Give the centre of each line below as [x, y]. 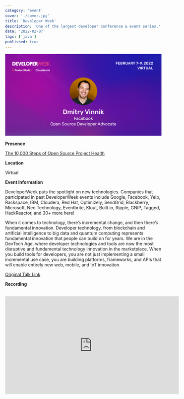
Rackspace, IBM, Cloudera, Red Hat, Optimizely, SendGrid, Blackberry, [77, 202]
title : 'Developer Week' [31, 21]
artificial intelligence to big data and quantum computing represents [74, 233]
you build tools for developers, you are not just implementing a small [75, 254]
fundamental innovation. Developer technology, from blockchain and [75, 228]
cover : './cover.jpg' [28, 16]
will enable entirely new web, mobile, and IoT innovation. [63, 265]
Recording [16, 284]
